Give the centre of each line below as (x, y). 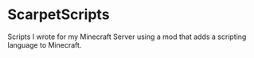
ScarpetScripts (59, 15)
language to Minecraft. (45, 44)
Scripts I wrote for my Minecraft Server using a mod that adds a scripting (127, 37)
